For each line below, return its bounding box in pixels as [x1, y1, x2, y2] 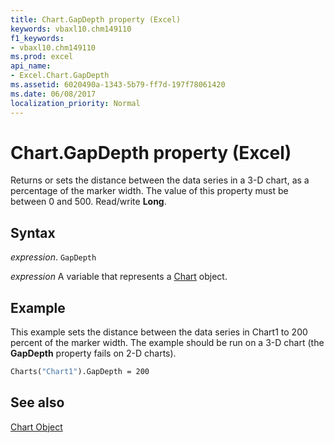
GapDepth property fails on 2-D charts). [10, 347, 177, 360]
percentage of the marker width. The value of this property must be [10, 185, 289, 197]
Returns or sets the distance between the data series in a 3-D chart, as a [10, 174, 310, 186]
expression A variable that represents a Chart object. [10, 271, 228, 283]
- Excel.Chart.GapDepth [10, 71, 110, 81]
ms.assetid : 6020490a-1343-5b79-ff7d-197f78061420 [10, 80, 226, 90]
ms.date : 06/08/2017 [10, 89, 97, 99]
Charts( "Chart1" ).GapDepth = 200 [10, 367, 150, 377]
